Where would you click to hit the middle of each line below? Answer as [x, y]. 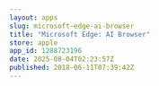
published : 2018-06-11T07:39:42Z [72, 68]
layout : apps [34, 17]
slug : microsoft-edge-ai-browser [72, 26]
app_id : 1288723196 [46, 51]
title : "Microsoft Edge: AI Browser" [80, 34]
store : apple [34, 43]
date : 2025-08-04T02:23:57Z [62, 59]
